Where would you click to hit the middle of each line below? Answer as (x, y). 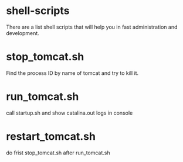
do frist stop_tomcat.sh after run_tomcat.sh (58, 153)
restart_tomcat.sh (51, 136)
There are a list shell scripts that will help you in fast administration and (92, 27)
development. (23, 33)
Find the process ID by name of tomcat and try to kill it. (72, 73)
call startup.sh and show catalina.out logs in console (70, 113)
